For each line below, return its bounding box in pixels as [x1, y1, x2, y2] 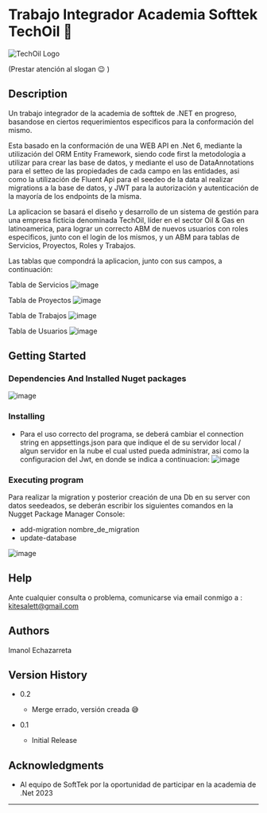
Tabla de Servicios [8, 280, 69, 290]
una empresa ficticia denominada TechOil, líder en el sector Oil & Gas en [8, 215, 245, 224]
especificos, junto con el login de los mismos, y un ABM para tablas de [8, 232, 240, 242]
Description [8, 88, 68, 101]
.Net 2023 [19, 788, 53, 798]
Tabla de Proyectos [8, 295, 72, 305]
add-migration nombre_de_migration [19, 525, 140, 535]
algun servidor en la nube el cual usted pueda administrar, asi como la [19, 445, 250, 455]
